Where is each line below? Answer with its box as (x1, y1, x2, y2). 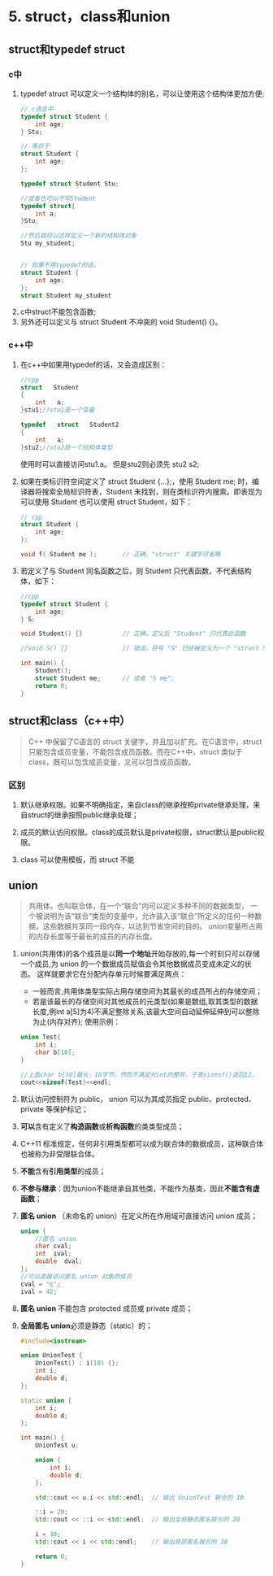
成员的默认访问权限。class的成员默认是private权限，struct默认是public (19, 827, 258, 837)
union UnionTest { (19, 1352, 83, 1360)
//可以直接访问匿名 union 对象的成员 (19, 1272, 132, 1281)
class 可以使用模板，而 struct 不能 (19, 855, 135, 864)
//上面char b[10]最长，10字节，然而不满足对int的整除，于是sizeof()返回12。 (19, 1070, 258, 1078)
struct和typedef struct (8, 42, 125, 56)
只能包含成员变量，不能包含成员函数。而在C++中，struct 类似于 (28, 747, 243, 757)
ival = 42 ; (19, 1287, 58, 1295)
